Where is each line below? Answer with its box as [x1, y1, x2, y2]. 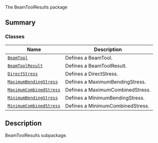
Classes [5, 33, 25, 40]
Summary [5, 18, 36, 27]
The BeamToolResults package [5, 4, 68, 10]
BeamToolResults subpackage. [5, 132, 67, 138]
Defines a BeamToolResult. [65, 62, 127, 69]
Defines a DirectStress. [65, 70, 119, 77]
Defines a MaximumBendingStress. [65, 78, 146, 85]
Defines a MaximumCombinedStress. [65, 86, 151, 93]
